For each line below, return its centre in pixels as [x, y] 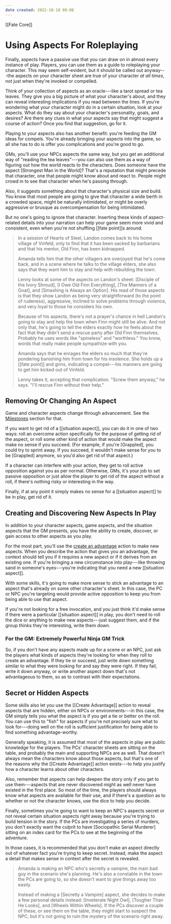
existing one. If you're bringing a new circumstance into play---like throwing [85, 562]
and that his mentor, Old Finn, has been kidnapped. [71, 248]
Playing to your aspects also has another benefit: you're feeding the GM [81, 133]
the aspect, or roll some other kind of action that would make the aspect [81, 439]
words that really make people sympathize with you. [72, 343]
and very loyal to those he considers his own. [65, 306]
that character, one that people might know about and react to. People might [86, 176]
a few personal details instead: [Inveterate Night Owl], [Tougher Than [90, 900]
